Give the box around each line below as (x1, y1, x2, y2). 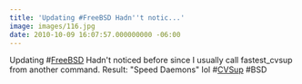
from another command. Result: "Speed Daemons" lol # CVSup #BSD (9, 64, 267, 75)
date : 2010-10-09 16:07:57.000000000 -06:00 (9, 30, 181, 39)
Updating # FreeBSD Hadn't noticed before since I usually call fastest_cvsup (9, 55, 293, 66)
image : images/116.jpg (9, 22, 96, 31)
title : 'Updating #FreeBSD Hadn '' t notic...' (9, 13, 185, 23)
